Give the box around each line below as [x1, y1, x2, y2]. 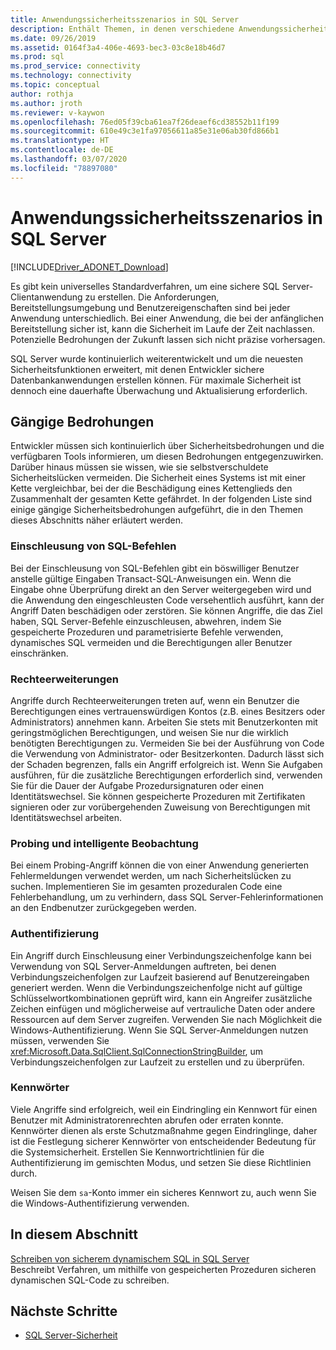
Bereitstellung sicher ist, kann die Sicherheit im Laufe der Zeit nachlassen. [10, 322, 315, 335]
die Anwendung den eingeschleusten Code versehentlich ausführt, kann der [10, 594, 325, 606]
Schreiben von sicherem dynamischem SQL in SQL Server [10, 1252, 250, 1265]
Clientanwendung [10, 291, 83, 303]
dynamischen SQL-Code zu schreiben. [10, 1274, 170, 1286]
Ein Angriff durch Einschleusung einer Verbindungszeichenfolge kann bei [10, 949, 312, 961]
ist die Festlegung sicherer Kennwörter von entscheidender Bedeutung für [10, 1135, 317, 1147]
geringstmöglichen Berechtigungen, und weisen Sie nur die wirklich [10, 726, 289, 738]
